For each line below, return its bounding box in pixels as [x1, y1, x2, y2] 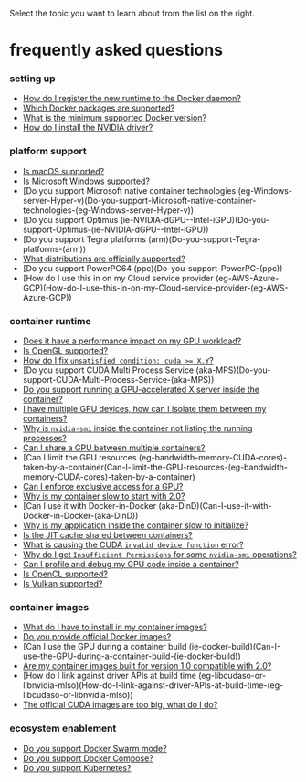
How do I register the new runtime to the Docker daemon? [22, 93, 242, 104]
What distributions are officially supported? [22, 253, 185, 264]
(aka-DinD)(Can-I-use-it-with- [158, 501, 272, 512]
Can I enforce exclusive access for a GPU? [22, 481, 184, 492]
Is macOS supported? [22, 165, 105, 176]
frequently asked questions [9, 40, 224, 60]
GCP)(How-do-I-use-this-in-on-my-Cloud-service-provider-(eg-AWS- [22, 282, 289, 293]
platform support [9, 145, 87, 158]
